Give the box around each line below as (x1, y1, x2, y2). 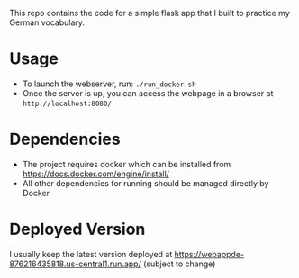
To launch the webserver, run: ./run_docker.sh (22, 78, 196, 89)
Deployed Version (9, 220, 146, 239)
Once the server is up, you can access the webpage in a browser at (22, 87, 274, 98)
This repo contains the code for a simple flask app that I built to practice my (9, 8, 290, 18)
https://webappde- (174, 248, 245, 259)
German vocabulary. (9, 17, 86, 28)
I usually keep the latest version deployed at (9, 248, 173, 259)
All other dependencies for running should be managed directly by (22, 177, 269, 188)
